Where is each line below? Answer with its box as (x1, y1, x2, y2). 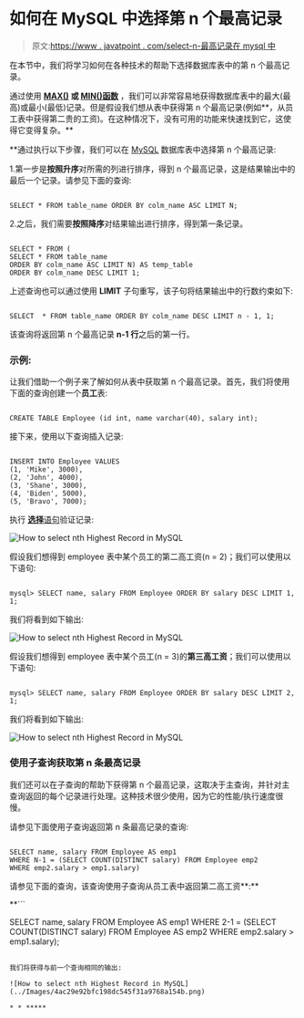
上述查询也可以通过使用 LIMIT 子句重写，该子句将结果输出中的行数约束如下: (9, 285, 294, 296)
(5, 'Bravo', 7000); (9, 497, 88, 506)
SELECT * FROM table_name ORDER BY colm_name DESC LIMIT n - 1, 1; (9, 311, 275, 320)
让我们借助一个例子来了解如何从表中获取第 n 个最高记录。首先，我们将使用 (9, 376, 290, 388)
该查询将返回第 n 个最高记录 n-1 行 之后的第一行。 (9, 328, 195, 339)
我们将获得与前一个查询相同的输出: (9, 963, 123, 972)
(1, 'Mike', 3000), (9, 465, 84, 474)
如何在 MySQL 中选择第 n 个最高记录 (9, 8, 283, 29)
